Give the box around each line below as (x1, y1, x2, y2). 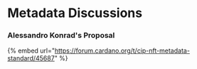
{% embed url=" (7, 46, 55, 55)
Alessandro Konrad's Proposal (7, 31, 115, 41)
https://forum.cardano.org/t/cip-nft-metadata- (54, 46, 191, 55)
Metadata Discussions (7, 5, 143, 21)
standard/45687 (7, 54, 55, 63)
